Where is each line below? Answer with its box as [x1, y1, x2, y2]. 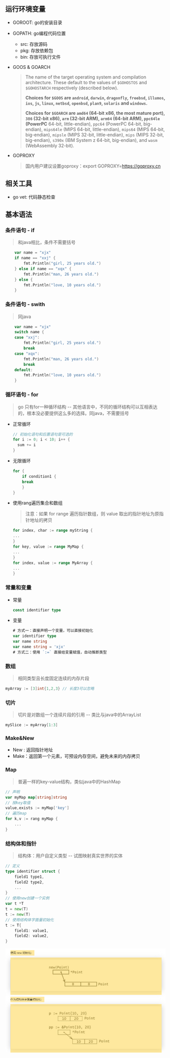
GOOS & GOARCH [12, 64, 51, 70]
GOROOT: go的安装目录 [12, 19, 63, 26]
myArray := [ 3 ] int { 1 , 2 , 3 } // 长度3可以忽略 [5, 686, 95, 692]
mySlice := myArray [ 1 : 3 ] [5, 723, 58, 728]
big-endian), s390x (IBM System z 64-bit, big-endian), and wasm [25, 137, 158, 143]
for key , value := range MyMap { [12, 544, 84, 550]
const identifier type [12, 607, 61, 612]
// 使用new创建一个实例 [5, 896, 50, 901]
